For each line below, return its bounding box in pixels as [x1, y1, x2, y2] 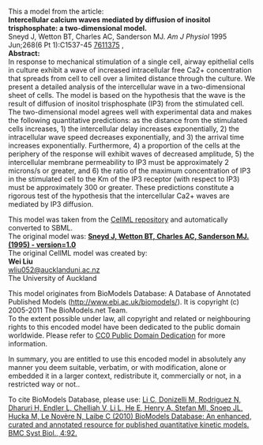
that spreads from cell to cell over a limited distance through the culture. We [8, 74, 255, 83]
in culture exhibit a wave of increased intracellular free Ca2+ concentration [8, 65, 252, 74]
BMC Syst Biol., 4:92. [8, 428, 77, 437]
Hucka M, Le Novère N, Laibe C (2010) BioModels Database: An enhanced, [8, 412, 252, 421]
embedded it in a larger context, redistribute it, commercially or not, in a [8, 371, 242, 380]
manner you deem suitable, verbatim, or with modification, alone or [8, 363, 227, 372]
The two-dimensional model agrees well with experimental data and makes [8, 107, 253, 117]
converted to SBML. [8, 223, 73, 232]
